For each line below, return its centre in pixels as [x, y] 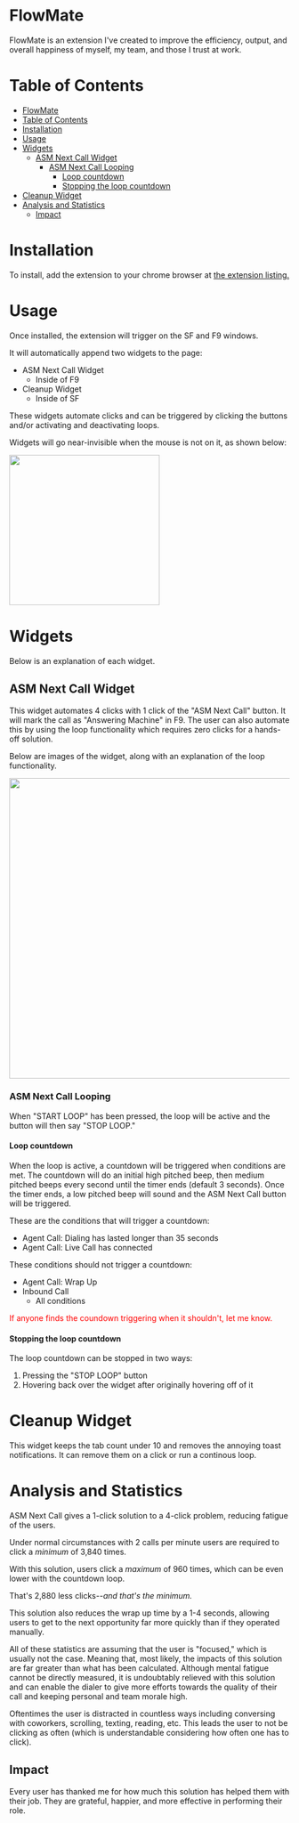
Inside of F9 [57, 379]
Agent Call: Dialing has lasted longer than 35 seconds [120, 1238]
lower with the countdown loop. [67, 1579]
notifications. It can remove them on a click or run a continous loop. [133, 1455]
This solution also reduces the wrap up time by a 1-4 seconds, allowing [139, 1613]
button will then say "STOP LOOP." [73, 1125]
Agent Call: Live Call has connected [87, 1248]
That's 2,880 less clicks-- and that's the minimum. [101, 1596]
